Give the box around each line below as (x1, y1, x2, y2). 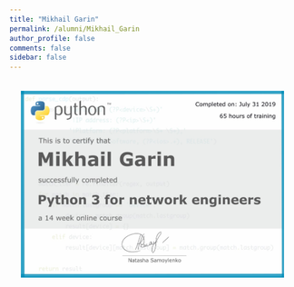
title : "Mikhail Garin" (9, 15, 100, 24)
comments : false (9, 44, 71, 53)
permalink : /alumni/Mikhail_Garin (9, 24, 141, 34)
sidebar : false (9, 53, 67, 63)
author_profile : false (9, 34, 95, 43)
